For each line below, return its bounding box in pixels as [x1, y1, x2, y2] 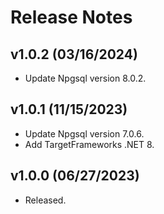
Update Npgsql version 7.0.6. [24, 127, 145, 140]
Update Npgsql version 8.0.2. [24, 72, 147, 84]
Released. [24, 194, 67, 206]
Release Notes [10, 6, 133, 29]
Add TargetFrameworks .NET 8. [24, 138, 155, 150]
